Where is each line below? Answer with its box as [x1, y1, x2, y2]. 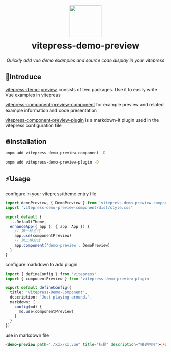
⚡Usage [5, 174, 31, 183]
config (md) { [14, 304, 42, 309]
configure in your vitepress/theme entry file [5, 191, 97, 197]
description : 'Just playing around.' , [10, 295, 93, 300]
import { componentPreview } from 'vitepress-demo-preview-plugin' [5, 276, 152, 281]
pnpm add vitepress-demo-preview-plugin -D [5, 160, 99, 165]
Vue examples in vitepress [5, 92, 61, 98]
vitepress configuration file [5, 122, 62, 128]
